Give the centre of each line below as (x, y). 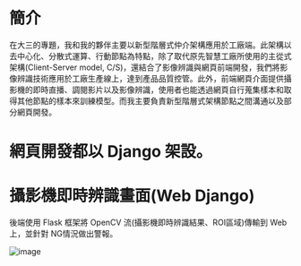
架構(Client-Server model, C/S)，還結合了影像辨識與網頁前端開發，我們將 (145, 67)
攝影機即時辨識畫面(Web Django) (132, 196)
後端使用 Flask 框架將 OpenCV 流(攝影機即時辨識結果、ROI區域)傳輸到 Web (148, 223)
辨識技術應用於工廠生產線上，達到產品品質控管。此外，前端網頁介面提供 (150, 78)
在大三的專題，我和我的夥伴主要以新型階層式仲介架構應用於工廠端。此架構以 (150, 45)
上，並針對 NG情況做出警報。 (64, 234)
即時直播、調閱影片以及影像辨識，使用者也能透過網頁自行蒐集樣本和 (158, 90)
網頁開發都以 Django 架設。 (111, 152)
